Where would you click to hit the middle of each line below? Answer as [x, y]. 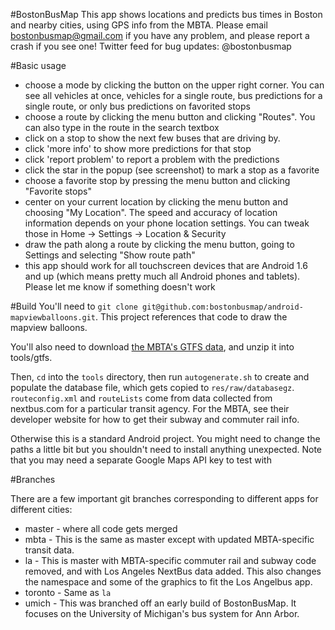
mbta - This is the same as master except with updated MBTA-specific [169, 539]
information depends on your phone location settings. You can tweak [167, 223]
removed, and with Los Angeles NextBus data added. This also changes [173, 571]
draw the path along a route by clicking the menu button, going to [159, 244]
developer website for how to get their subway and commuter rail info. [155, 419]
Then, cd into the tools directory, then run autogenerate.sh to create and [160, 377]
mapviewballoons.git [53, 318]
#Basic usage [38, 65]
